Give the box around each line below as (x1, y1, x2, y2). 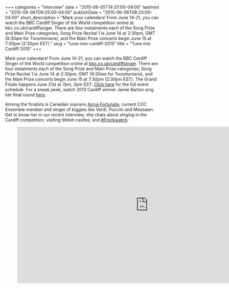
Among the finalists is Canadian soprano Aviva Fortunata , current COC (5, 102, 147, 107)
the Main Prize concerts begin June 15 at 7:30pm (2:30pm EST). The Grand (5, 76, 157, 82)
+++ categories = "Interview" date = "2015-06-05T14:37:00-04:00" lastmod (5, 4, 159, 10)
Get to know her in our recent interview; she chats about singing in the (5, 112, 147, 117)
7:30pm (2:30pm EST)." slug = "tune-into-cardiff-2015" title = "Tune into (5, 41, 151, 46)
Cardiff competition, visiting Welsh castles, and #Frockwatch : (5, 117, 129, 123)
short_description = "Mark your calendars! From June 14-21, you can (20, 15, 159, 20)
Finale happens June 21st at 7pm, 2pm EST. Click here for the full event (5, 81, 149, 87)
